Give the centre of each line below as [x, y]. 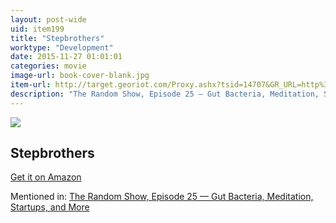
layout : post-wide [48, 19]
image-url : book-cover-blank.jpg [80, 76]
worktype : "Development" [62, 47]
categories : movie [48, 66]
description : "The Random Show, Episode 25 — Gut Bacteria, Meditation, [165, 94]
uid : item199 [37, 29]
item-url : [31, 85]
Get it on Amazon [46, 177]
